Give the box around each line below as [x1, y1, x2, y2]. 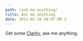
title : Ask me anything [5, 12, 56, 17]
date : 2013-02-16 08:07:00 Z [5, 16, 67, 21]
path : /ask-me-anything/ [5, 7, 58, 12]
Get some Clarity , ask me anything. [5, 30, 78, 36]
